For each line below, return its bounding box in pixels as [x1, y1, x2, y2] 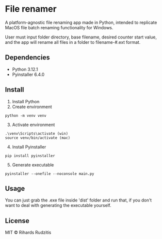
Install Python [12, 98, 40, 104]
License [5, 217, 30, 225]
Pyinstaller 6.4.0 [12, 72, 45, 77]
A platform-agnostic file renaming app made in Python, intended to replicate [5, 19, 157, 25]
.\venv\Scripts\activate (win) [5, 131, 68, 136]
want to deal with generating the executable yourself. [5, 202, 112, 208]
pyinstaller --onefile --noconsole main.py [5, 171, 95, 176]
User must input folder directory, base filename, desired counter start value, [5, 34, 157, 40]
